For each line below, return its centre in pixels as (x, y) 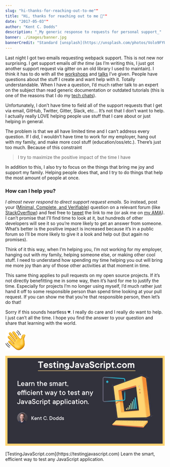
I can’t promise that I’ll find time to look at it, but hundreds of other (74, 218)
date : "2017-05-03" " (27, 21)
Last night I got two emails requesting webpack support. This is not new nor (84, 58)
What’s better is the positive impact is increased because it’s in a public (79, 229)
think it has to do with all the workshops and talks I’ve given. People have (81, 74)
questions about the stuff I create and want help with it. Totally (70, 79)
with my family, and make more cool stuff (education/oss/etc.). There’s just (83, 142)
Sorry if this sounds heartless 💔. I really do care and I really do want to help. (84, 312)
